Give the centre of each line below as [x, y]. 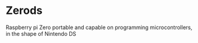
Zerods [24, 11]
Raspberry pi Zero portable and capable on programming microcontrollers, [99, 27]
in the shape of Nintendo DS [41, 33]
